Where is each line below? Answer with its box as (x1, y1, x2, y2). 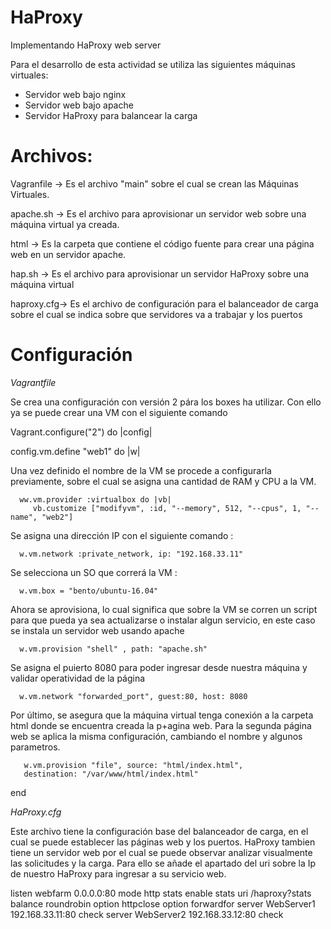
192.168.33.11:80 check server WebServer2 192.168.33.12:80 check (10, 908, 284, 920)
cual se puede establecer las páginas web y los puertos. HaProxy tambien (10, 836, 316, 848)
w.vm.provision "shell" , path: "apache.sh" (19, 644, 208, 654)
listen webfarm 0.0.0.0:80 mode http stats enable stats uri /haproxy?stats (10, 887, 312, 899)
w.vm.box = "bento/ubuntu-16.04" (19, 586, 159, 596)
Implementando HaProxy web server (10, 39, 162, 51)
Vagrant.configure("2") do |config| (10, 426, 153, 438)
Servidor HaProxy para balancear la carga (24, 109, 198, 121)
